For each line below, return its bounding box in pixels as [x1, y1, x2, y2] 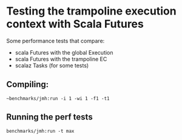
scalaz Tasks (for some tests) [15, 62, 89, 69]
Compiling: [6, 79, 49, 90]
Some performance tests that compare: [6, 37, 105, 44]
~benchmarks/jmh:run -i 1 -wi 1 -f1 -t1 [6, 95, 110, 101]
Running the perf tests [6, 112, 93, 122]
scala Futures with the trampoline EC [15, 55, 107, 62]
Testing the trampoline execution [6, 4, 177, 18]
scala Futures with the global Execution [15, 48, 113, 56]
